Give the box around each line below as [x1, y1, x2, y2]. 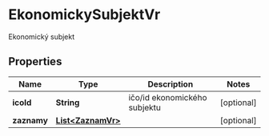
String [55, 97, 80, 108]
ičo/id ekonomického [128, 91, 207, 103]
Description [147, 78, 194, 89]
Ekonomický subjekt [8, 32, 75, 41]
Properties [8, 55, 62, 68]
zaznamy [12, 115, 48, 126]
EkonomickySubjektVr [8, 6, 161, 24]
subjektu [128, 102, 162, 113]
